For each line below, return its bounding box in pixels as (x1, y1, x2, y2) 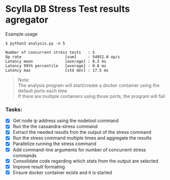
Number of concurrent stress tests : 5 (5, 50, 95, 55)
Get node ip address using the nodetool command (12, 117, 119, 124)
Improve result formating (12, 164, 65, 170)
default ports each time (17, 88, 68, 94)
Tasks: (5, 106, 23, 113)
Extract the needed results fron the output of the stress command (12, 129, 152, 135)
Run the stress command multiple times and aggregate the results (12, 135, 152, 141)
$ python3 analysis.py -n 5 (5, 41, 66, 46)
